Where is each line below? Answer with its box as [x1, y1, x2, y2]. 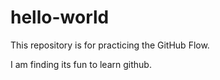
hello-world [10, 6, 110, 29]
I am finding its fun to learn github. [10, 58, 152, 70]
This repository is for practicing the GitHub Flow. [10, 39, 210, 51]
